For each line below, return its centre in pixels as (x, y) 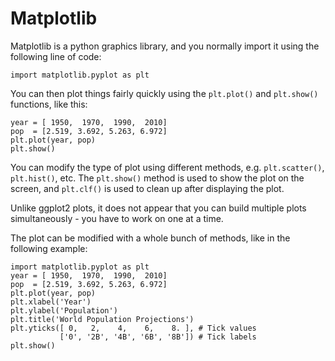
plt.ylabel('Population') (64, 310)
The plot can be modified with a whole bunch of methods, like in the (150, 238)
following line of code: (56, 56)
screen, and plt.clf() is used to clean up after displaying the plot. (147, 188)
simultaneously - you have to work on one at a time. (117, 218)
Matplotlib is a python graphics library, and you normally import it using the (165, 46)
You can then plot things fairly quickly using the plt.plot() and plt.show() (164, 93)
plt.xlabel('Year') (51, 302)
